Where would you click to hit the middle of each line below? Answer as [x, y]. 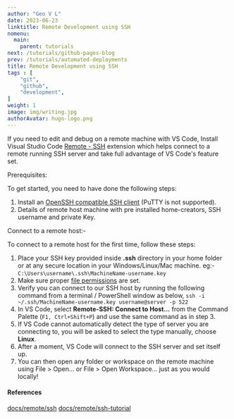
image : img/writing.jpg [42, 112]
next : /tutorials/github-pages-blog [61, 54]
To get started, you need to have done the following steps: [92, 188]
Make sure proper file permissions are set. [79, 280]
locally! [28, 376]
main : [22, 40]
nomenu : [19, 33]
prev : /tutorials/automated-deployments [68, 60]
